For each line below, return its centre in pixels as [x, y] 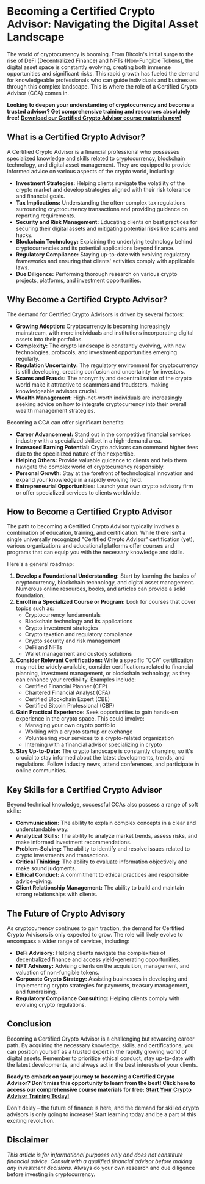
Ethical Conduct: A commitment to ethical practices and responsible [102, 875]
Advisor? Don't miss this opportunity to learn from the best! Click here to [101, 1083]
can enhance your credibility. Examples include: [76, 680]
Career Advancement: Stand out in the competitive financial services [103, 434]
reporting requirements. [45, 216]
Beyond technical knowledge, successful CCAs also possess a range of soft [103, 805]
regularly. [28, 358]
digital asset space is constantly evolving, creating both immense [89, 67]
